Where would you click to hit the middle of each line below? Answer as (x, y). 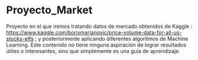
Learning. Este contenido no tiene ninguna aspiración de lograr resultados (96, 45)
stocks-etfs (20, 38)
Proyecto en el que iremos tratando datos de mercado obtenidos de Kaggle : (99, 26)
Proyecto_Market (49, 10)
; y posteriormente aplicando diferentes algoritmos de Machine (112, 38)
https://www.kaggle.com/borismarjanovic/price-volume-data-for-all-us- (94, 32)
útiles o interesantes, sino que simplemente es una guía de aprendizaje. (93, 51)
